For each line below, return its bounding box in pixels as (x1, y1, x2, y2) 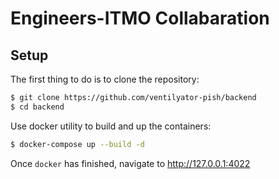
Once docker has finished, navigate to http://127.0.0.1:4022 (10, 157, 251, 169)
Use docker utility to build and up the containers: (10, 120, 212, 132)
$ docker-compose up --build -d (10, 139, 145, 149)
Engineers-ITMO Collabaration (10, 7, 270, 30)
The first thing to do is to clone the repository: (10, 73, 200, 85)
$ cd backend (10, 102, 65, 112)
